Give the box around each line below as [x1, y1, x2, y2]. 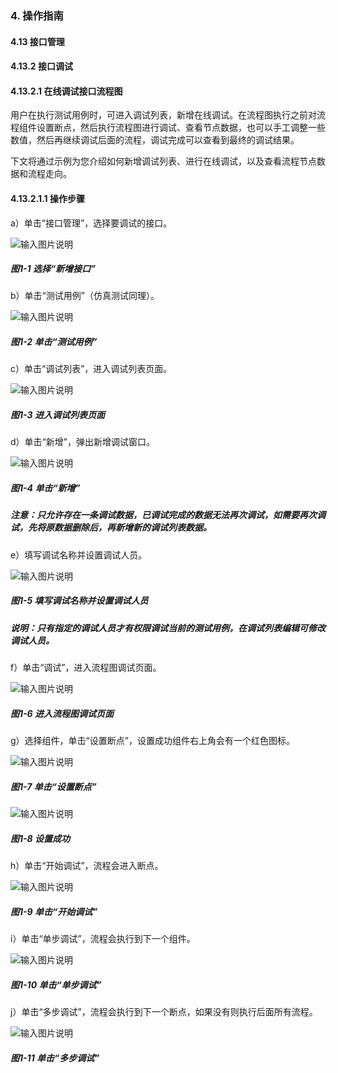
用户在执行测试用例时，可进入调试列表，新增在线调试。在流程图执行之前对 [10, 109, 317, 121]
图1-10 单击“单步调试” [10, 978, 102, 991]
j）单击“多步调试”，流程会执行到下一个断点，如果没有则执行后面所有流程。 [10, 1005, 318, 1017]
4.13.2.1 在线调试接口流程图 [10, 85, 123, 97]
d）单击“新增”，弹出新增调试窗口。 [10, 436, 155, 448]
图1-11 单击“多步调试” [10, 1052, 100, 1064]
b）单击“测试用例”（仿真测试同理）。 [10, 290, 160, 302]
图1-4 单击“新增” [10, 482, 81, 494]
